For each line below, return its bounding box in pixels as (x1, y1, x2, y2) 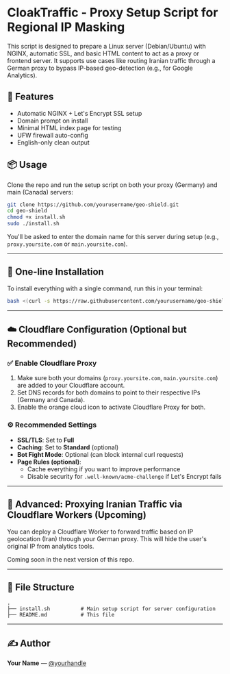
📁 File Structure (7, 581, 75, 593)
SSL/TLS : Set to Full (16, 436, 75, 444)
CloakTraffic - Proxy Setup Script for (7, 5, 218, 21)
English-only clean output (16, 138, 90, 147)
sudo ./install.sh (7, 221, 60, 227)
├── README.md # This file (7, 612, 115, 619)
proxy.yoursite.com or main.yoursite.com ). (7, 240, 128, 248)
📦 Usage (7, 159, 48, 171)
